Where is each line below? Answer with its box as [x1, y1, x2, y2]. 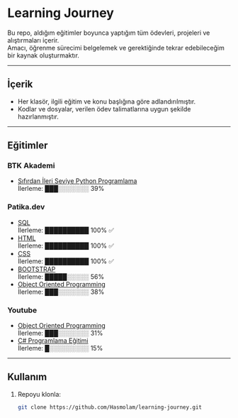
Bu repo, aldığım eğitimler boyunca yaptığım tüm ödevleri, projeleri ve [7, 28, 210, 37]
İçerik [7, 78, 33, 90]
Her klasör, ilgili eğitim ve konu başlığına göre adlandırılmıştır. [17, 97, 196, 106]
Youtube [7, 305, 38, 315]
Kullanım [7, 371, 47, 383]
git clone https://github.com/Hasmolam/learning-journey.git [17, 403, 203, 411]
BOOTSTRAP [17, 265, 56, 273]
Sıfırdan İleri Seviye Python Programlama [17, 177, 137, 185]
